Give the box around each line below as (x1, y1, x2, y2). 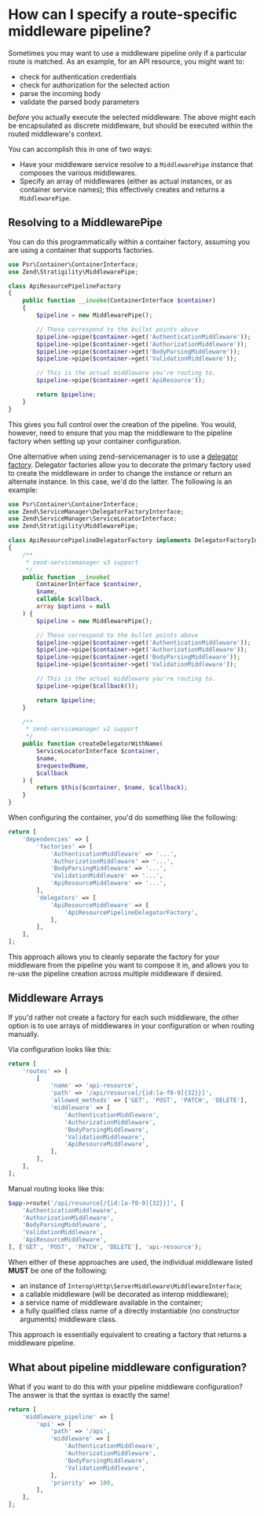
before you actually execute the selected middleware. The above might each (8, 112, 256, 121)
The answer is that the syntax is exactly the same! (8, 1390, 170, 1399)
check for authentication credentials (19, 72, 137, 81)
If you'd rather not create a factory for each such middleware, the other (8, 1013, 240, 1022)
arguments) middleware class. (19, 1314, 118, 1324)
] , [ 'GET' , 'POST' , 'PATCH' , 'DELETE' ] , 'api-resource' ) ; (8, 1243, 202, 1251)
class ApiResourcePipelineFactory (8, 282, 122, 290)
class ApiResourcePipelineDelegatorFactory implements (8, 537, 192, 544)
